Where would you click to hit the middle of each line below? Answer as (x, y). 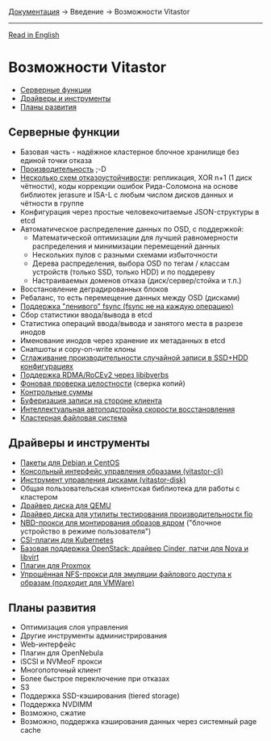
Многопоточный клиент (61, 670)
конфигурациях (47, 366)
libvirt (29, 557)
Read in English (34, 35)
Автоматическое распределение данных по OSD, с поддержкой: (132, 228)
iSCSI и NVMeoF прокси (61, 662)
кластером (39, 496)
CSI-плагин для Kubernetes (67, 539)
